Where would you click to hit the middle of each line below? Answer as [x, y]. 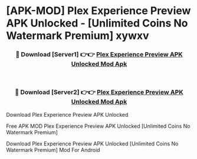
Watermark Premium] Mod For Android [53, 150]
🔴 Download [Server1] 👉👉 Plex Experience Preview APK [99, 55]
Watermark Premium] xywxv [78, 36]
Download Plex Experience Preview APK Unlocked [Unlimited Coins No [92, 143]
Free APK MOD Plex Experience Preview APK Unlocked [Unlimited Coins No [98, 126]
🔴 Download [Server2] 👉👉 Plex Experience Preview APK [99, 92]
